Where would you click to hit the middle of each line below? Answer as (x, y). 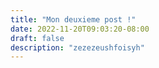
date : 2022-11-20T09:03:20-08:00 (80, 29)
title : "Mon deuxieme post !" (73, 19)
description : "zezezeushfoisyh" (77, 47)
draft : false (37, 38)
